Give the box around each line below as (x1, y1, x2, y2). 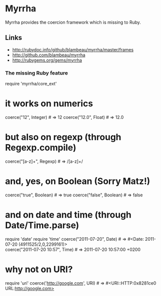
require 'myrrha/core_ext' (5, 81, 57, 87)
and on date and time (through (5, 209, 131, 221)
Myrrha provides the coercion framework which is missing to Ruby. (5, 19, 141, 25)
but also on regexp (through (5, 132, 122, 143)
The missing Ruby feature (5, 70, 68, 76)
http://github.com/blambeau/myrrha (12, 52, 86, 58)
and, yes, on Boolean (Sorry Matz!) (5, 176, 150, 187)
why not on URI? (5, 263, 73, 275)
